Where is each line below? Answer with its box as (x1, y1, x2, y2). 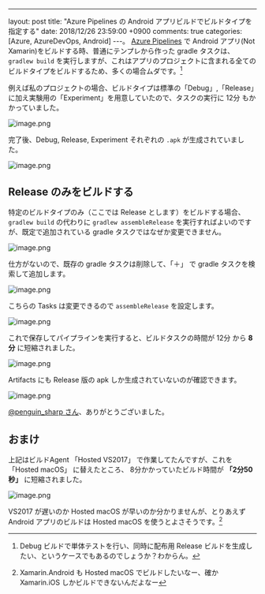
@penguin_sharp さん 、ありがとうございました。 (8, 407, 169, 417)
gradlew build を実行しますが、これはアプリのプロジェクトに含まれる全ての (8, 56, 256, 65)
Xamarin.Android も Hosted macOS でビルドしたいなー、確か (19, 567, 219, 577)
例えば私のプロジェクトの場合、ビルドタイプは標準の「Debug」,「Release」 (8, 83, 255, 92)
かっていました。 (8, 103, 64, 112)
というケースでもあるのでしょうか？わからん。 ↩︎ (40, 551, 201, 560)
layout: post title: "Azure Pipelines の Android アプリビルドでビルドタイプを (8, 17, 252, 26)
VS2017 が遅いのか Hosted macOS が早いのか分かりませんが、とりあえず (8, 506, 246, 517)
